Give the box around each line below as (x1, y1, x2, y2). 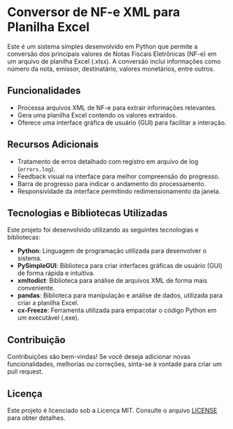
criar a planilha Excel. (17, 299, 79, 307)
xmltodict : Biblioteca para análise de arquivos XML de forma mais (17, 276, 208, 285)
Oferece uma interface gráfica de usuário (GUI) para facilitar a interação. (17, 118, 227, 127)
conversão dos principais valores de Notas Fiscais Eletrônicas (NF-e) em (7, 50, 217, 58)
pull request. (7, 367, 43, 376)
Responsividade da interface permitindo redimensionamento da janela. (17, 187, 221, 195)
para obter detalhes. (7, 414, 66, 422)
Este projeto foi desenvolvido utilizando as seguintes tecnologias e (7, 225, 199, 234)
